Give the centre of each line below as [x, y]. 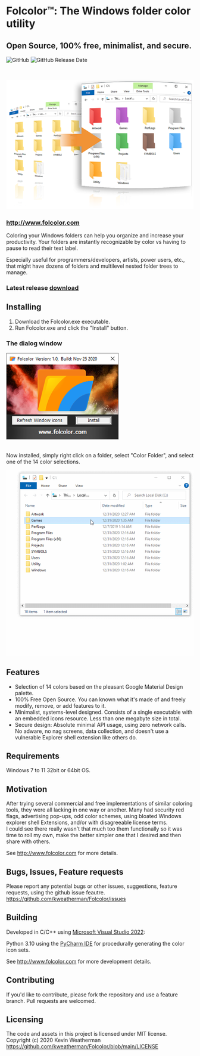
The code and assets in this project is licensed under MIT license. [87, 1034]
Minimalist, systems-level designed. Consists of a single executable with [104, 712]
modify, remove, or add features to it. [60, 705]
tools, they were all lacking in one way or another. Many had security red [95, 810]
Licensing [25, 1020]
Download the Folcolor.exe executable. [62, 321]
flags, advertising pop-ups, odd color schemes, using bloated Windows [94, 816]
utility [21, 24]
